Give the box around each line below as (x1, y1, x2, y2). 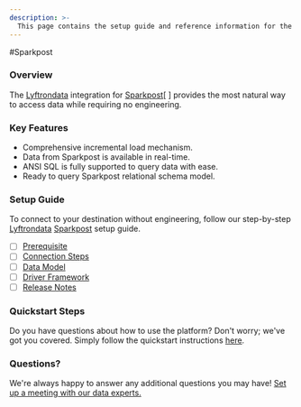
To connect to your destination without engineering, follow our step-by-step (9, 214, 291, 225)
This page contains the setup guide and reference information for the (17, 22, 293, 31)
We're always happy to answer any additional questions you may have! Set (9, 378, 287, 389)
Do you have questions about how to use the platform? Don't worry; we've (9, 326, 286, 336)
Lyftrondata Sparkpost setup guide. (9, 223, 141, 235)
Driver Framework (22, 272, 90, 282)
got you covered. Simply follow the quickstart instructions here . (9, 335, 245, 346)
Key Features (9, 121, 69, 134)
